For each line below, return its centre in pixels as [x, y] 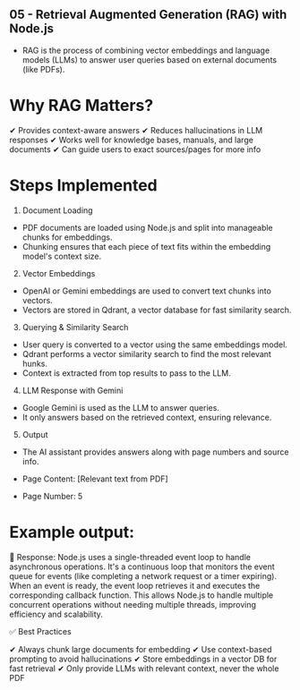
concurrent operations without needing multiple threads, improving [133, 604]
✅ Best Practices [40, 631]
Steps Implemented [84, 185]
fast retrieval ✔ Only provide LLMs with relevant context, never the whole [144, 668]
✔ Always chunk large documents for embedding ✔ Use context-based [141, 649]
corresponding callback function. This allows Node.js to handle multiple [141, 595]
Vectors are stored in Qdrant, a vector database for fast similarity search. [157, 310]
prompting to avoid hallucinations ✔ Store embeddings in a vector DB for [143, 659]
